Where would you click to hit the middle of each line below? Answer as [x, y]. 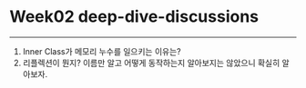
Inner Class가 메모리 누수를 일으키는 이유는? [102, 51]
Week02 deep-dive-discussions [134, 17]
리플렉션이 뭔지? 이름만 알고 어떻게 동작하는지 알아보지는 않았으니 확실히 [151, 63]
